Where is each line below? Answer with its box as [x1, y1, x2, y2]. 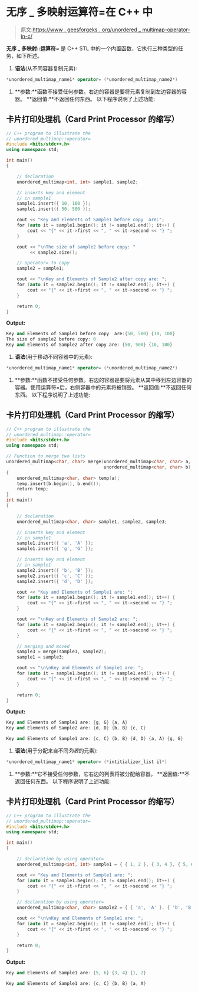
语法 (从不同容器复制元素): [14, 64, 78, 71]
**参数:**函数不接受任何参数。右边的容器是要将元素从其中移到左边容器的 [14, 376, 192, 384]
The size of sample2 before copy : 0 [6, 336, 96, 342]
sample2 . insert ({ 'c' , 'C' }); [16, 573, 94, 579]
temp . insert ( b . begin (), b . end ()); [16, 480, 101, 487]
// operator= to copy [16, 260, 70, 266]
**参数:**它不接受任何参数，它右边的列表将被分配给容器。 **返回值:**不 [14, 770, 190, 777]
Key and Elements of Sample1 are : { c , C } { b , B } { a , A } [6, 981, 146, 987]
